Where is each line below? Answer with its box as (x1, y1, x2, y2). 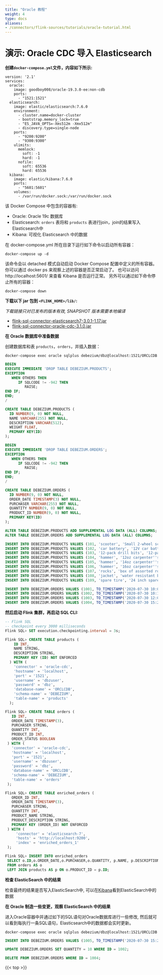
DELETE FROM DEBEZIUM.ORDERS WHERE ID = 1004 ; (5, 956, 101, 961)
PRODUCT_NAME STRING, (11, 813, 55, 818)
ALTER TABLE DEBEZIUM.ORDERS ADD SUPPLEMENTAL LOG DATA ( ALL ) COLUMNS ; (5, 533, 153, 538)
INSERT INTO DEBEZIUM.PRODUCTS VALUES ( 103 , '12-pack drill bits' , (5, 551, 145, 556)
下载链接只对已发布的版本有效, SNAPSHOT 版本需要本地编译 (5, 308, 126, 314)
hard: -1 (22, 155, 40, 161)
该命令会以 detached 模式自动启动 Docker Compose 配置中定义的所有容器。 (5, 261, 157, 267)
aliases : (5, 20, 23, 26)
